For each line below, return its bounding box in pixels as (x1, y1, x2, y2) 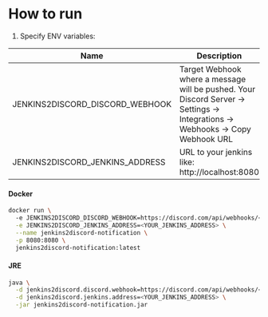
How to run (8, 5, 83, 23)
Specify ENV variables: (19, 31, 96, 41)
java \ (8, 279, 30, 287)
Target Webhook (179, 63, 242, 74)
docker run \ (8, 207, 52, 215)
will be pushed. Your (179, 83, 256, 94)
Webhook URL (179, 133, 234, 145)
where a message (179, 73, 246, 85)
